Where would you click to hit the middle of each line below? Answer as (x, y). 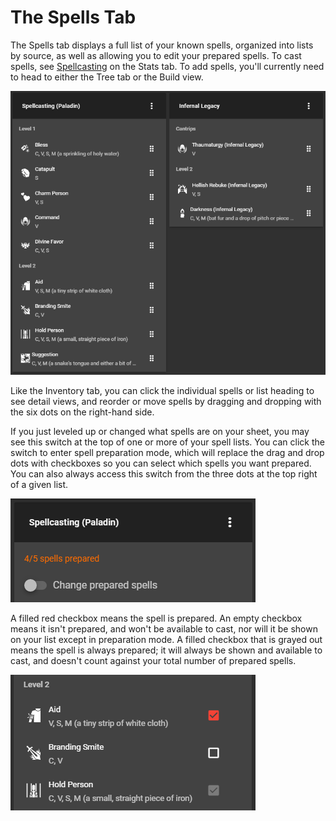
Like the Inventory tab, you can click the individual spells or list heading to (162, 391)
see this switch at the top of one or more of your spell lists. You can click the (167, 442)
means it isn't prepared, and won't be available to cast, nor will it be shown (164, 629)
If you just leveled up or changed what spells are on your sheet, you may (160, 432)
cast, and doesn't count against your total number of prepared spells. (153, 661)
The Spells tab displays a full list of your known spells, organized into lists (162, 45)
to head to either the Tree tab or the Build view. (107, 77)
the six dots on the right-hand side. (82, 412)
